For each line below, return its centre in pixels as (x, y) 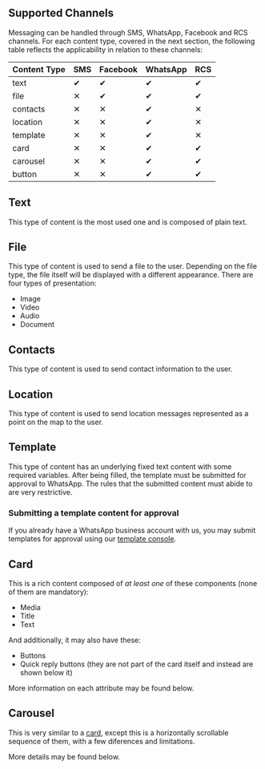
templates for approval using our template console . (92, 539)
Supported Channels (61, 13)
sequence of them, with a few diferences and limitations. (102, 741)
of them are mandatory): (48, 592)
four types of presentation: (52, 283)
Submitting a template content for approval (94, 512)
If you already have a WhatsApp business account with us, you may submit (132, 530)
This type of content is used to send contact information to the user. (120, 369)
